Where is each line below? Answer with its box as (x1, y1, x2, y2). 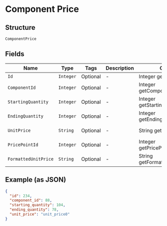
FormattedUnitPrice (7, 156, 54, 162)
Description (105, 65, 134, 72)
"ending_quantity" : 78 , (9, 207, 59, 212)
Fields (5, 50, 25, 58)
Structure (5, 23, 36, 32)
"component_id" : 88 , (9, 198, 52, 203)
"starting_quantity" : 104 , (9, 203, 66, 208)
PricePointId (7, 142, 39, 148)
